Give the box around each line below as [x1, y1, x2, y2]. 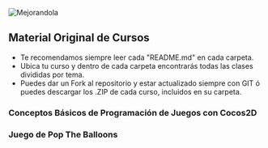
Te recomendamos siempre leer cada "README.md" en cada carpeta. [19, 53, 254, 62]
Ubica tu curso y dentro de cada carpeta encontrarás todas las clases [19, 61, 253, 70]
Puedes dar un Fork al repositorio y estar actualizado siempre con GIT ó [19, 78, 261, 88]
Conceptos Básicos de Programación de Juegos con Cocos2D [8, 107, 257, 118]
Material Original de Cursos [8, 31, 150, 44]
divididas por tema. [19, 70, 85, 79]
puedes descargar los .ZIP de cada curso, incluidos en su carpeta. [19, 87, 242, 96]
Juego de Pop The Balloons [8, 129, 118, 140]
